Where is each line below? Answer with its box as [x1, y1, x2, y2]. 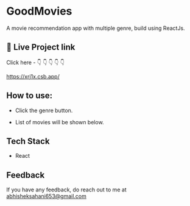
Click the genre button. [15, 107, 73, 114]
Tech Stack [6, 136, 50, 146]
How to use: [6, 90, 53, 101]
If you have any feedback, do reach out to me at [6, 186, 127, 193]
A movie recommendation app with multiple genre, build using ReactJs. [6, 24, 185, 32]
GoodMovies [6, 4, 72, 18]
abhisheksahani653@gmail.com [6, 193, 87, 200]
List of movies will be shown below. [15, 118, 105, 126]
